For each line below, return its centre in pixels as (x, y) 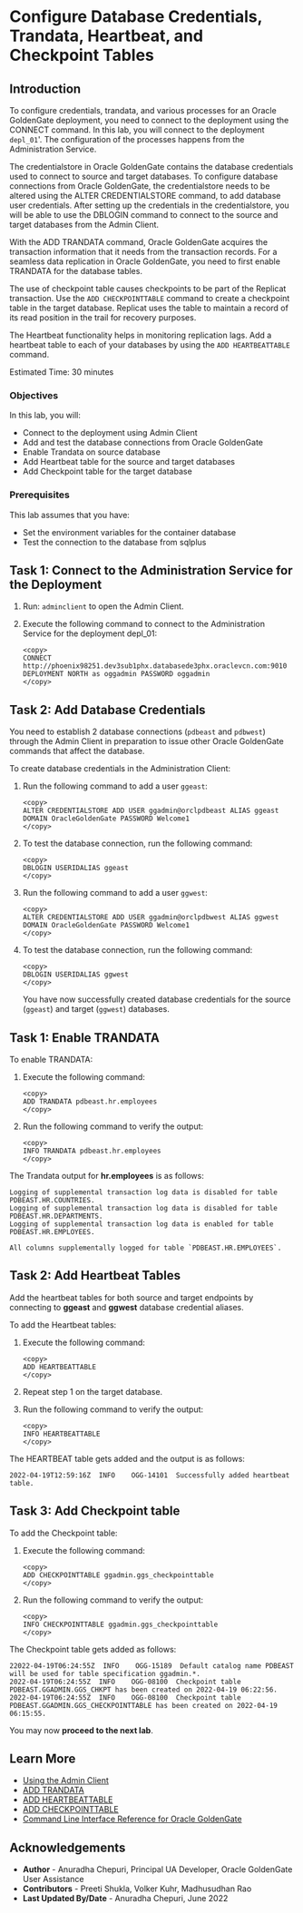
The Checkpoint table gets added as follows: (93, 1649)
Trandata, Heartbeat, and (107, 36)
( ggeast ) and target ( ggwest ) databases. (96, 1009)
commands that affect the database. (77, 751)
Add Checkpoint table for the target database (107, 471)
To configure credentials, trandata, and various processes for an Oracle (143, 110)
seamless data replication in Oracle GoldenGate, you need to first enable (145, 261)
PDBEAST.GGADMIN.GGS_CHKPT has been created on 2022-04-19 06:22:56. (144, 1690)
